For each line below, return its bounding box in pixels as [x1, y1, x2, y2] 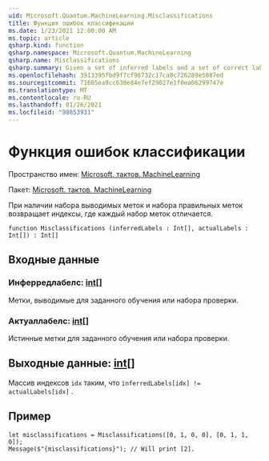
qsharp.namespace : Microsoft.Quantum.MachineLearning [8, 49, 192, 57]
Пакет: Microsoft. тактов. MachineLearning [8, 185, 152, 194]
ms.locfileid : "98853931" [8, 109, 94, 117]
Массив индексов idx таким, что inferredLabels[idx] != [8, 378, 201, 387]
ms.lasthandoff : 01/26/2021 [8, 101, 102, 109]
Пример [8, 410, 51, 423]
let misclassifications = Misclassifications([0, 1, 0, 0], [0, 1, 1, [8, 431, 249, 439]
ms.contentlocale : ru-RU [8, 94, 91, 102]
